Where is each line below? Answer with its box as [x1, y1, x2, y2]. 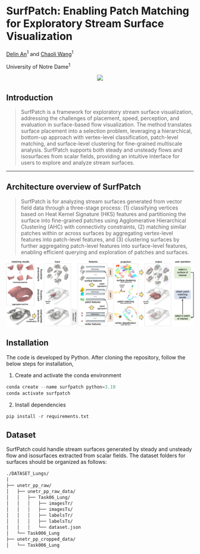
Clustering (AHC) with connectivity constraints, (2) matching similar [20, 223, 187, 230]
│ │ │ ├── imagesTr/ [6, 500, 73, 507]
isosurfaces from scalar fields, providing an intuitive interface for [20, 153, 180, 160]
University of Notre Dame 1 [6, 61, 70, 70]
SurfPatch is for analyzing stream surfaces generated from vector [20, 198, 183, 205]
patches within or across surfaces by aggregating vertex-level [20, 229, 174, 236]
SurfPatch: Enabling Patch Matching [6, 4, 189, 18]
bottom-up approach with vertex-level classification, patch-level [20, 134, 179, 141]
